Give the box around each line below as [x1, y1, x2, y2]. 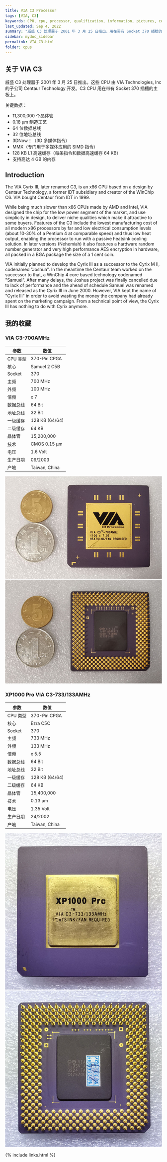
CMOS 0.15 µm [30, 441, 63, 447]
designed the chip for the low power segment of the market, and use [5, 209, 146, 216]
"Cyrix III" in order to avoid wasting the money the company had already [5, 293, 153, 299]
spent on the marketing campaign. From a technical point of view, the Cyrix [5, 298, 159, 304]
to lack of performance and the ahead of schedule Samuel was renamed [5, 282, 154, 288]
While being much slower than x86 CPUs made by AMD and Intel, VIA [5, 204, 148, 210]
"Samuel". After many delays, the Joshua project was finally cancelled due [5, 277, 158, 283]
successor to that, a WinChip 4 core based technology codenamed [5, 272, 143, 278]
